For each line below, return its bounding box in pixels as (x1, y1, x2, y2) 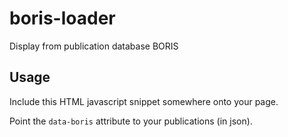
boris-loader (9, 7, 116, 30)
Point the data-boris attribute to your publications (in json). (9, 115, 253, 127)
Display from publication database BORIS (9, 40, 179, 52)
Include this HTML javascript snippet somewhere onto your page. (9, 95, 279, 107)
